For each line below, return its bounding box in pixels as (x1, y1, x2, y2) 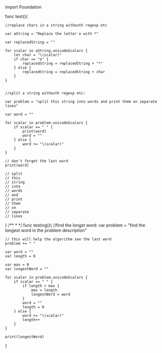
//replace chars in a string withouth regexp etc (5, 23, 108, 28)
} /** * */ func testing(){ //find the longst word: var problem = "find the (5, 223, 146, 228)
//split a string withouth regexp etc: (5, 91, 86, 96)
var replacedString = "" (5, 40, 55, 45)
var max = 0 (5, 262, 29, 267)
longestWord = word (31, 292, 70, 297)
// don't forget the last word (5, 159, 68, 163)
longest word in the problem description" (5, 227, 87, 233)
